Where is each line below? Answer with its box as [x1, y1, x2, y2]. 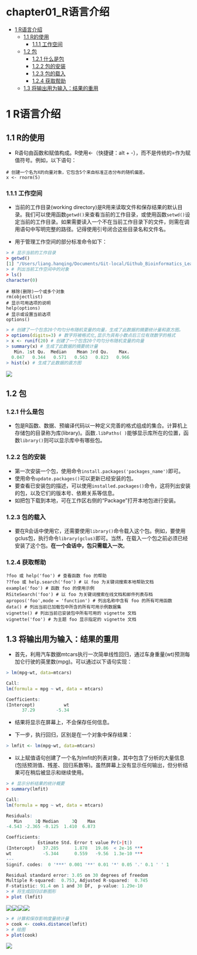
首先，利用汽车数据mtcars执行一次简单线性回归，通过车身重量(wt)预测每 [14, 651, 191, 658]
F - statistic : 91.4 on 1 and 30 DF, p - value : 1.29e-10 [6, 883, 143, 889]
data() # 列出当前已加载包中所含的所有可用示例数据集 [6, 604, 122, 610]
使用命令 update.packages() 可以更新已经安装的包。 [14, 475, 137, 482]
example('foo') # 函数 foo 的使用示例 [6, 586, 95, 591]
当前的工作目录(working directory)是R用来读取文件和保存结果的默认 [14, 204, 178, 211]
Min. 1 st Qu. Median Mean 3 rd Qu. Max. [13, 349, 130, 355]
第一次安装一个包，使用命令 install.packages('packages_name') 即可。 [14, 468, 184, 475]
